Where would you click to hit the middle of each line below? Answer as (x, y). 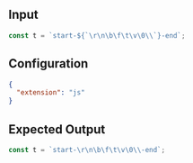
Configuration (48, 63)
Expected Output (57, 129)
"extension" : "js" (51, 93)
